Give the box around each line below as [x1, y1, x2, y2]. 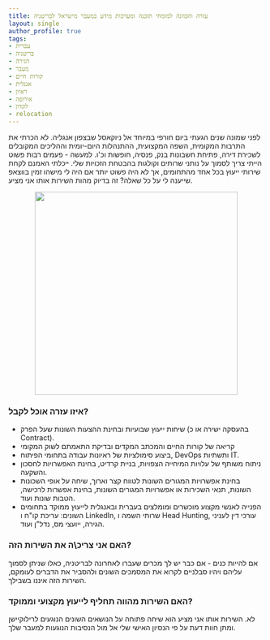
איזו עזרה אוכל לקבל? [8, 405, 89, 417]
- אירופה [8, 95, 32, 103]
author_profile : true [8, 27, 82, 35]
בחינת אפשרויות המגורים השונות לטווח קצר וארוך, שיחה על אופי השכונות [19, 476, 241, 486]
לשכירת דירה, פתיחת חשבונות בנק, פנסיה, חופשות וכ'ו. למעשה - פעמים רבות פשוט [8, 149, 261, 159]
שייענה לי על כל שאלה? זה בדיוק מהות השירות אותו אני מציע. [8, 175, 193, 185]
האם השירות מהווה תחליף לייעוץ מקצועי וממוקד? [8, 595, 193, 607]
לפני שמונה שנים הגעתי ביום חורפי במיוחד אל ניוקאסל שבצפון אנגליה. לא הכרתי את [8, 132, 261, 142]
